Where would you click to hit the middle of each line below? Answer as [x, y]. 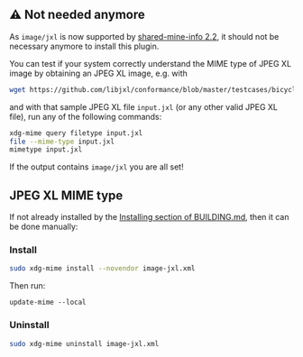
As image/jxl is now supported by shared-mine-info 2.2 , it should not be [144, 36]
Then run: [28, 286]
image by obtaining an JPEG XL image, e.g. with [98, 73]
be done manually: [44, 227]
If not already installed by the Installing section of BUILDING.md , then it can [149, 217]
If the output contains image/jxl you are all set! [96, 167]
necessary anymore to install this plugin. [84, 46]
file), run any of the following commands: [86, 116]
